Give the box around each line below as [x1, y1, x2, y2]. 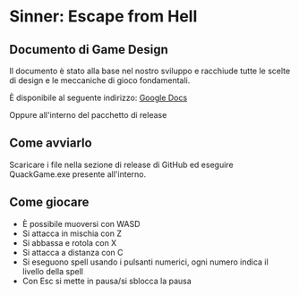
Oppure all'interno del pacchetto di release [9, 110, 167, 120]
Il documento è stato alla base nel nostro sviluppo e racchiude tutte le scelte [9, 65, 291, 76]
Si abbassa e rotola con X [21, 237, 117, 248]
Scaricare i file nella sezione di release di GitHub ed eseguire [9, 159, 235, 170]
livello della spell [21, 265, 83, 276]
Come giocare [9, 195, 90, 210]
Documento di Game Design [9, 42, 168, 57]
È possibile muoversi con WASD [21, 218, 141, 229]
